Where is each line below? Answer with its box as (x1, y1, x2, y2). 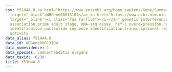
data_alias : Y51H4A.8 (5, 36, 52, 41)
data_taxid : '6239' (5, 54, 47, 60)
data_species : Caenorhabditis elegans (5, 50, 88, 55)
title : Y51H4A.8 (5, 59, 40, 64)
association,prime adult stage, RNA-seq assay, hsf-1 (10, 21, 127, 27)
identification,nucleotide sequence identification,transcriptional (10, 26, 159, 31)
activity (10, 31, 29, 36)
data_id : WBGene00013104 (5, 41, 58, 46)
